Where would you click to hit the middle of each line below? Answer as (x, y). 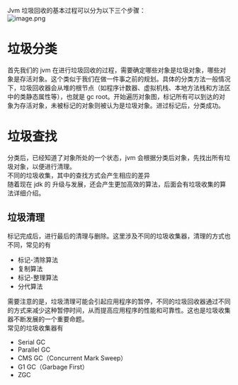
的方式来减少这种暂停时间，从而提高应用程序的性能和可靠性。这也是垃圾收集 (119, 310)
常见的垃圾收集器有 (35, 328)
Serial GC (32, 342)
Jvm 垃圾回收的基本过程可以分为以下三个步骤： (77, 10)
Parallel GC (34, 350)
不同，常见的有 (29, 245)
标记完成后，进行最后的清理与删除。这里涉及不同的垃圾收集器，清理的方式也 (119, 236)
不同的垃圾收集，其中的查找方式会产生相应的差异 (79, 175)
